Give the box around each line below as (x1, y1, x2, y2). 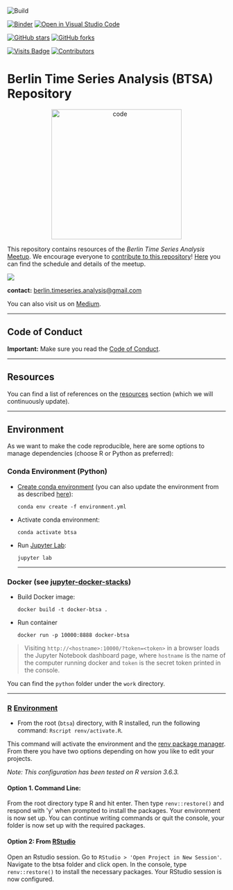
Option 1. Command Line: (7, 784, 81, 792)
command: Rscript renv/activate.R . (17, 726, 123, 735)
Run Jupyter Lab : (17, 541, 67, 549)
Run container (17, 618, 58, 626)
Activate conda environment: (17, 515, 101, 524)
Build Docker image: (17, 592, 76, 601)
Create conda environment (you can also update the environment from (17, 482, 219, 490)
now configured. (7, 875, 54, 883)
